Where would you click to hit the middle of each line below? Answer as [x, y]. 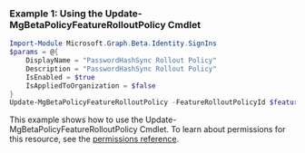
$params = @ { [34, 53]
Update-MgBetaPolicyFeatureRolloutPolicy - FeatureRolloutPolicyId [138, 102]
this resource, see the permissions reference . [94, 139]
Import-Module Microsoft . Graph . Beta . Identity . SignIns [113, 43]
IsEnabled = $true [60, 77]
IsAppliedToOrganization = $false [91, 86]
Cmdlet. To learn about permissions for [212, 129]
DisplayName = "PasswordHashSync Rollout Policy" [122, 61]
